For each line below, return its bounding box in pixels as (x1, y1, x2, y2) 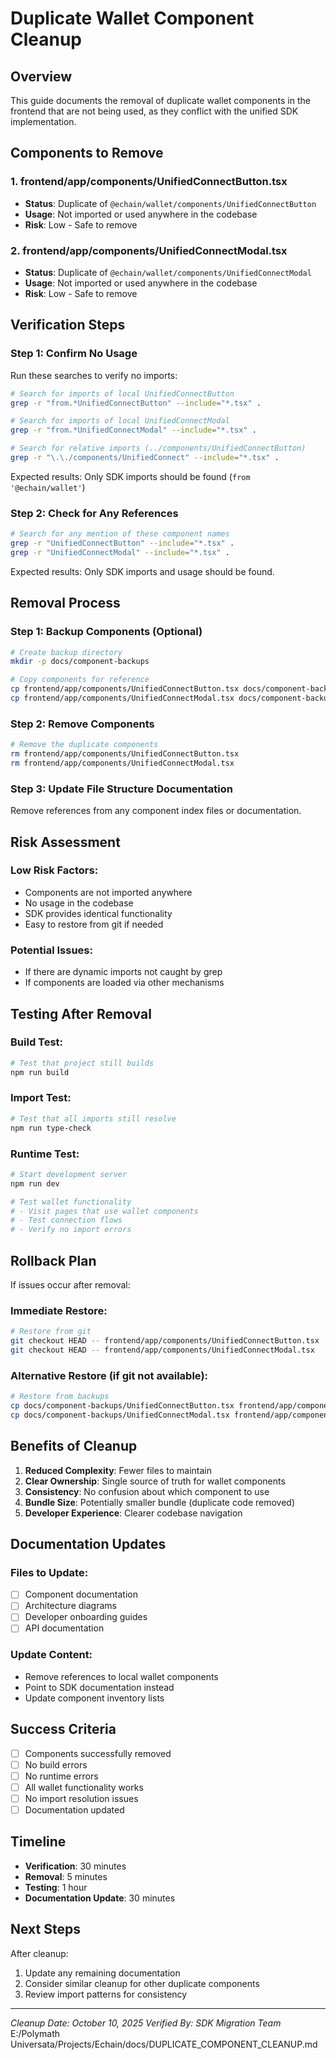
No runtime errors (24, 1770, 99, 1782)
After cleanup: (10, 1947, 69, 1959)
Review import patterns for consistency (24, 1988, 188, 2000)
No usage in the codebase (24, 897, 134, 909)
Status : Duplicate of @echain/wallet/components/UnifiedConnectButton (24, 197, 317, 209)
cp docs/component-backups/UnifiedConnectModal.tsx (10, 1410, 230, 1420)
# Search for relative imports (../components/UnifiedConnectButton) (10, 443, 307, 454)
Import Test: (10, 1091, 72, 1105)
